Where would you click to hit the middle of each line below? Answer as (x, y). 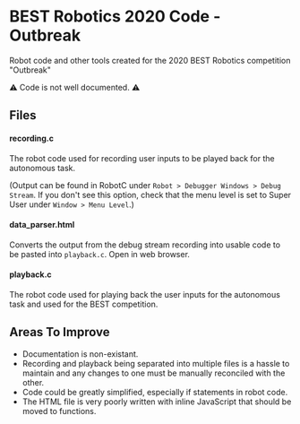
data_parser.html (42, 225)
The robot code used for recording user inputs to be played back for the (142, 158)
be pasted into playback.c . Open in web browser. (100, 254)
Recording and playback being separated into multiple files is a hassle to (156, 363)
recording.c (31, 138)
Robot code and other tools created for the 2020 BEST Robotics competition (150, 60)
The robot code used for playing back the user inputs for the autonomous (145, 294)
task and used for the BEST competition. (84, 304)
